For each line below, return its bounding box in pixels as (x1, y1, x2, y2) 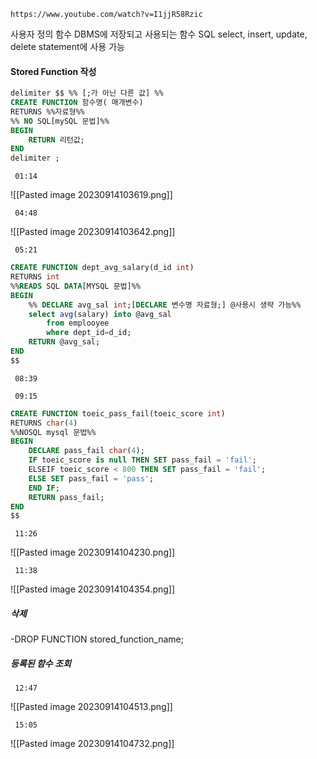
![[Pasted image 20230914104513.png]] (10, 701, 173, 713)
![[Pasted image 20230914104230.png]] (10, 546, 176, 559)
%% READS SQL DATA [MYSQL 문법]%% (10, 281, 142, 291)
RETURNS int (10, 272, 60, 282)
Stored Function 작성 (10, 65, 97, 77)
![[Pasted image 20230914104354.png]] (10, 583, 176, 595)
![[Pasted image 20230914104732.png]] (10, 738, 175, 750)
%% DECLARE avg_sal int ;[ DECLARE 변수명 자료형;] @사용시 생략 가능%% (28, 300, 302, 310)
